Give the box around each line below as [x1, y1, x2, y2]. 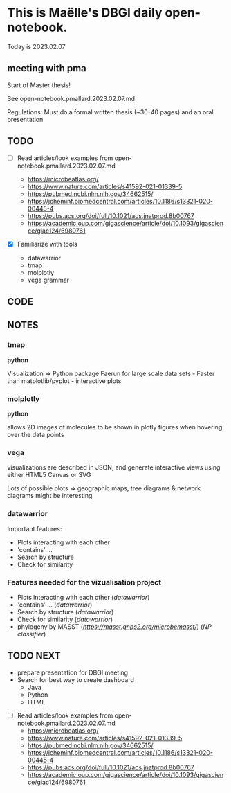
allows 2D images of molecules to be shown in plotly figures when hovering [7, 423, 223, 431]
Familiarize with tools [17, 240, 77, 248]
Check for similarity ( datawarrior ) [17, 615, 113, 623]
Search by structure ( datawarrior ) [17, 607, 114, 616]
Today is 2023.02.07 [7, 42, 66, 51]
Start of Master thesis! [7, 81, 71, 89]
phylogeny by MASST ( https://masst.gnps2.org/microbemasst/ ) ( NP [17, 622, 212, 631]
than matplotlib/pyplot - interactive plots [7, 376, 122, 385]
